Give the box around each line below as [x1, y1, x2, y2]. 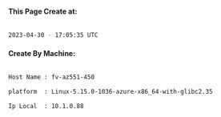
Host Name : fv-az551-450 [8, 73, 94, 82]
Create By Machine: [8, 48, 76, 58]
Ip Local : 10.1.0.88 [8, 103, 84, 111]
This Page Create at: [8, 6, 78, 16]
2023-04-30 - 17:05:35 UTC [8, 31, 98, 39]
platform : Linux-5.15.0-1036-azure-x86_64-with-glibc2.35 [8, 88, 214, 96]
